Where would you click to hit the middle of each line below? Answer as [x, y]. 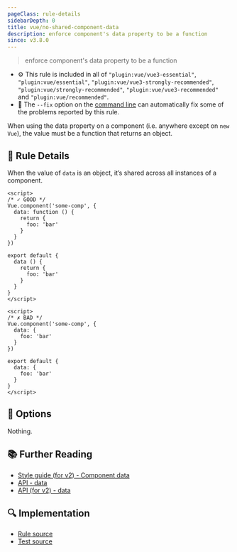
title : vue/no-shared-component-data [63, 27]
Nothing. [20, 431]
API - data [32, 482]
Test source [35, 541]
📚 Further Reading [50, 454]
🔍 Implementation [49, 513]
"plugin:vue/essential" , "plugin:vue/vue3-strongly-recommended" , [116, 82]
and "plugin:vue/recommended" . [63, 97]
